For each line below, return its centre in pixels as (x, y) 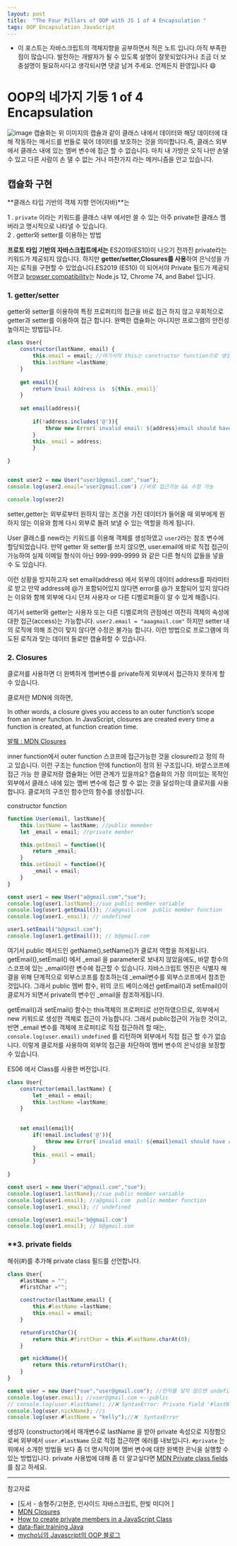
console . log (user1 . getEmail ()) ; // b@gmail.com (79, 936)
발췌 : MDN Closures (37, 741)
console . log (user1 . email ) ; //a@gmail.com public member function (107, 1200)
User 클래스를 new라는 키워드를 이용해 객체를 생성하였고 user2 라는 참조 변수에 (116, 538)
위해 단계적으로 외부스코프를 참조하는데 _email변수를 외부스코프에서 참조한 (123, 976)
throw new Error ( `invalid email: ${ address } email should (130, 428)
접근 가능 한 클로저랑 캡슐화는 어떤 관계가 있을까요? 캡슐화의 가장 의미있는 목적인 (118, 774)
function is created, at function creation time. (73, 727)
